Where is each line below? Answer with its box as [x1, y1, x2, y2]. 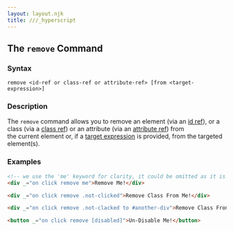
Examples [7, 157, 42, 167]
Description [7, 102, 48, 112]
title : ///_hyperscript [7, 17, 77, 24]
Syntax [7, 64, 32, 73]
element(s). [7, 140, 40, 148]
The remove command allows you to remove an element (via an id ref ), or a [7, 117, 220, 126]
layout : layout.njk [7, 10, 64, 17]
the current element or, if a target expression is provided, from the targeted [7, 132, 223, 140]
